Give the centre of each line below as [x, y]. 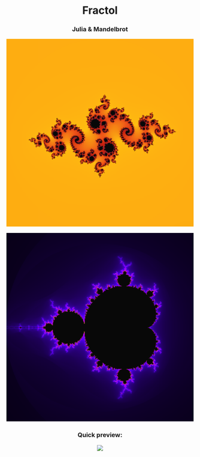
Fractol [100, 11]
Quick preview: [100, 435]
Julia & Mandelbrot [100, 29]
